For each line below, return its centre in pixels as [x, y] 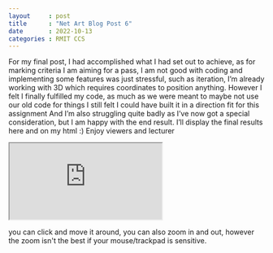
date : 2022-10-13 [50, 31]
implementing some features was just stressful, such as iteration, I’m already [136, 79]
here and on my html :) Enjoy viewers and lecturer [91, 131]
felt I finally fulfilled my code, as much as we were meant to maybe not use [134, 96]
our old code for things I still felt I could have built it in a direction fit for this [134, 105]
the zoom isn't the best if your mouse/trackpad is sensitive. [108, 241]
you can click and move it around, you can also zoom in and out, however [131, 232]
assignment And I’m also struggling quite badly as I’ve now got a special [129, 114]
